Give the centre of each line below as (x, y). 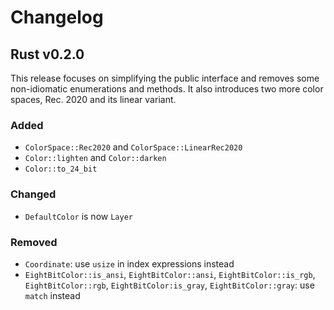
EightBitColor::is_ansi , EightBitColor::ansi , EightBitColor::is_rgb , (170, 274)
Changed (33, 194)
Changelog (57, 17)
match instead (52, 295)
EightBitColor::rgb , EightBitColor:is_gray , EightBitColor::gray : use (169, 285)
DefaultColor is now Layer (78, 216)
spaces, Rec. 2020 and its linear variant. (93, 99)
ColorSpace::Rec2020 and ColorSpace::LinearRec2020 (133, 147)
